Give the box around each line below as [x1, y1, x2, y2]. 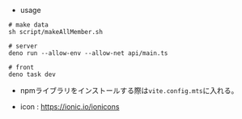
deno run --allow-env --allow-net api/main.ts [8, 49, 168, 57]
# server [8, 42, 38, 50]
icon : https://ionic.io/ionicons [19, 102, 120, 111]
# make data [8, 21, 49, 29]
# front [8, 63, 35, 71]
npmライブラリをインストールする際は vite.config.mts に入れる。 [19, 86, 239, 95]
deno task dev [8, 70, 57, 79]
